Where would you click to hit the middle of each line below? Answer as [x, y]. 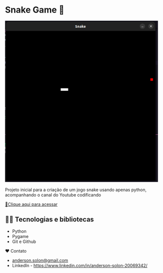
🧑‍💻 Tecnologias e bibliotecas [49, 219]
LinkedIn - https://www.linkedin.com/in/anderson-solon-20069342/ [80, 265]
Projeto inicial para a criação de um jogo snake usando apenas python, [76, 190]
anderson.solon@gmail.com [40, 260]
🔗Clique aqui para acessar [31, 204]
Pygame [20, 236]
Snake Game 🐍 [35, 10]
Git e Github [24, 241]
